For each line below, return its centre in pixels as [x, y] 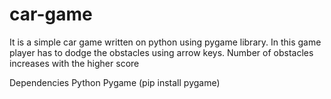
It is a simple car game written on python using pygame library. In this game [165, 42]
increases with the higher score [74, 63]
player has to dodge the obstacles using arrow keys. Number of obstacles [161, 52]
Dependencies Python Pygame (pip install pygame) [115, 82]
